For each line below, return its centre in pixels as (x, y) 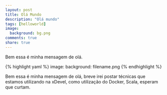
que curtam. (18, 87)
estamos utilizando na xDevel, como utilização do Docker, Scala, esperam (82, 81)
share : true (18, 43)
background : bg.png (30, 33)
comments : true (21, 38)
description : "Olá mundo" (32, 19)
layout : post (19, 10)
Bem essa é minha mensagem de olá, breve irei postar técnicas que (75, 76)
